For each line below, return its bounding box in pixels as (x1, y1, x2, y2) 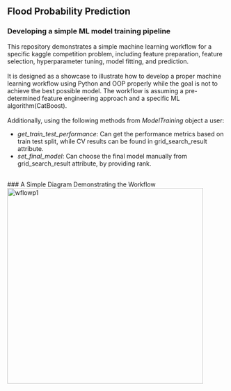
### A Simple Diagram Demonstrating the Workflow (7, 180, 156, 189)
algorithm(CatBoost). (7, 101, 67, 110)
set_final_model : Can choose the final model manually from (17, 152, 188, 160)
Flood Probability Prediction (7, 6, 131, 17)
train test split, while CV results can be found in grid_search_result (17, 137, 207, 145)
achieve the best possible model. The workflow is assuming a (7, 86, 184, 95)
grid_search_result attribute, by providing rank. (17, 159, 152, 168)
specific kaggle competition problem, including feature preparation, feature (7, 49, 223, 58)
